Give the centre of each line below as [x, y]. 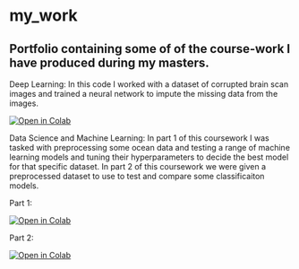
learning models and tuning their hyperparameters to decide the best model [149, 157]
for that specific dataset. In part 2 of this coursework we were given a [138, 166]
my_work [43, 16]
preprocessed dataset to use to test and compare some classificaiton [137, 176]
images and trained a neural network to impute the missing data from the [144, 94]
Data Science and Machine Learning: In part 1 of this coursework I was [140, 138]
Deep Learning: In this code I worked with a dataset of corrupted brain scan [149, 84]
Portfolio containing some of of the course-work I [150, 49]
